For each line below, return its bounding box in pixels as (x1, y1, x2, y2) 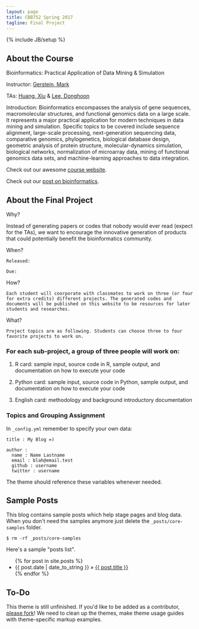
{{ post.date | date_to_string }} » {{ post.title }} (14, 564, 129, 571)
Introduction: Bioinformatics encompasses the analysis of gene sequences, (6, 104, 191, 111)
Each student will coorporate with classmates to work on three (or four (6, 290, 194, 296)
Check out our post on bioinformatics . (6, 178, 99, 185)
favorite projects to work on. (6, 333, 84, 339)
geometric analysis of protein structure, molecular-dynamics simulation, (6, 142, 183, 149)
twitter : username (11, 467, 60, 474)
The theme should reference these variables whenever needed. (6, 478, 162, 485)
